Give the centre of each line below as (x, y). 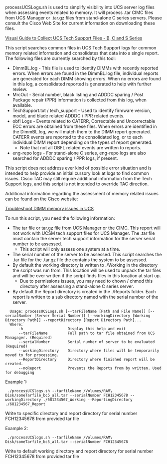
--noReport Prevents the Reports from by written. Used (90, 368)
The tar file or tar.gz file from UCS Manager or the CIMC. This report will (86, 228)
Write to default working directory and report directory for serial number (79, 451)
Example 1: (16, 382)
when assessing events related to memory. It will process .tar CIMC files (79, 12)
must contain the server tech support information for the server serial (83, 238)
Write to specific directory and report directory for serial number (71, 413)
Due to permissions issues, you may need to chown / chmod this (86, 281)
